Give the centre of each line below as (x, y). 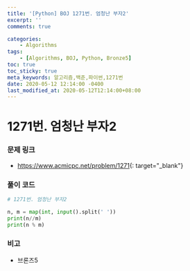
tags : (15, 52)
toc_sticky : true (32, 71)
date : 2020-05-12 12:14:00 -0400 (55, 84)
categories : (24, 39)
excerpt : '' (24, 20)
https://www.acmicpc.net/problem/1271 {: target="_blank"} (100, 165)
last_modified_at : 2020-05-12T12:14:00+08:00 (74, 91)
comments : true (29, 26)
